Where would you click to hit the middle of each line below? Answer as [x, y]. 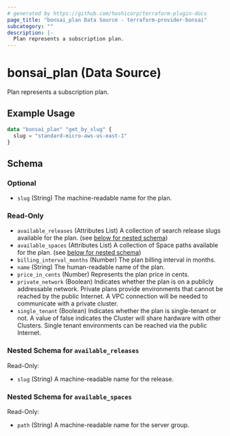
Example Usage [41, 114]
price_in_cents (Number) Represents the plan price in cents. [103, 275]
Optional [22, 183]
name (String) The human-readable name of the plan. [91, 267]
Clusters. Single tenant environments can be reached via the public [112, 325]
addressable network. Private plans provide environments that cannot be [120, 289]
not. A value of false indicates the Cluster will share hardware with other [119, 318]
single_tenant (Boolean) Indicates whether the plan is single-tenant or [117, 311]
